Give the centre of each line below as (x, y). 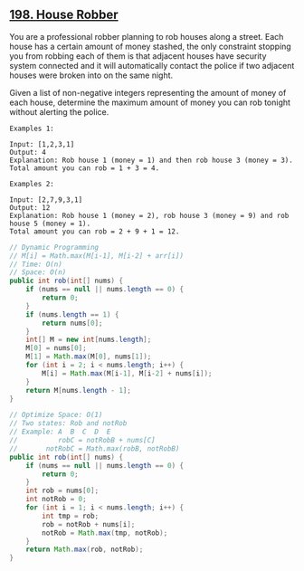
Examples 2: (32, 184)
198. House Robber (64, 15)
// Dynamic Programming (54, 247)
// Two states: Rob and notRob (68, 423)
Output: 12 (30, 207)
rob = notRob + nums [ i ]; (89, 524)
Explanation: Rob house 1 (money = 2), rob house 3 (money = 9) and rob (149, 215)
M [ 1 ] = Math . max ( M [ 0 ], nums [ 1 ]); (89, 357)
